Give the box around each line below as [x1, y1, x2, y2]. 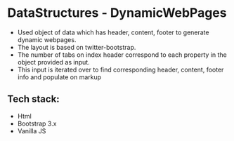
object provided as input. [17, 58, 90, 66]
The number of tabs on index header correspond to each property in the [17, 51, 227, 59]
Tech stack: [7, 93, 60, 105]
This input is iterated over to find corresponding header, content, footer [17, 65, 224, 74]
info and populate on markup [17, 72, 102, 81]
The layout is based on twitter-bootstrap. [17, 43, 136, 51]
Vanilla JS [17, 126, 46, 135]
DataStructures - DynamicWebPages [7, 5, 227, 21]
